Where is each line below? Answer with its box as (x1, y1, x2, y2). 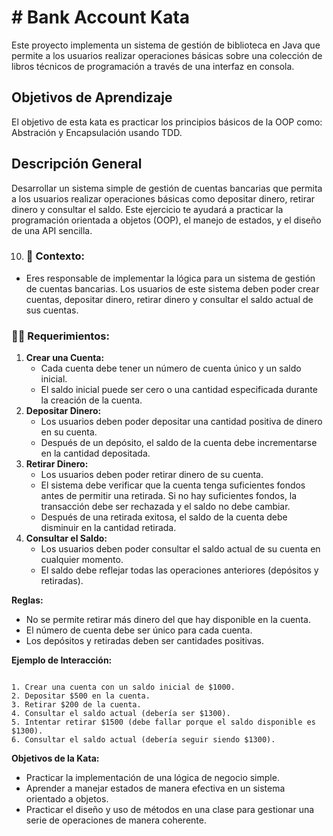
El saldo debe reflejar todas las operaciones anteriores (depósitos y (40, 564, 319, 576)
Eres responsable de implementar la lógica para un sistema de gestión (25, 272, 316, 284)
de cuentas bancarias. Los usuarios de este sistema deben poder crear (25, 282, 320, 295)
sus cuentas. (25, 304, 79, 316)
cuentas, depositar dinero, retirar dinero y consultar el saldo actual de (25, 293, 314, 305)
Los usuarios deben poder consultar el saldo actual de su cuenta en (40, 543, 321, 555)
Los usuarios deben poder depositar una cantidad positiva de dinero (40, 416, 323, 428)
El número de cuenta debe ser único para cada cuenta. (25, 624, 253, 636)
